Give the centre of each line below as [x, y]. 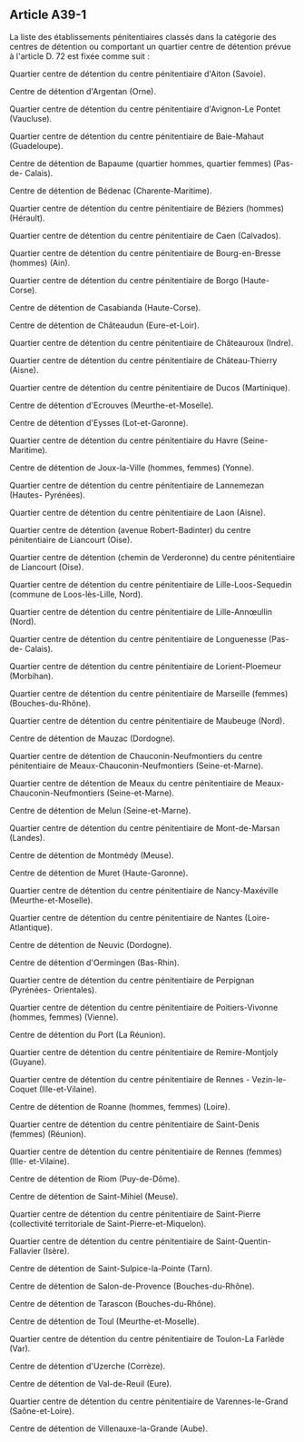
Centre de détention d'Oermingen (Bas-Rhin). [94, 963]
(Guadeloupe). [36, 145]
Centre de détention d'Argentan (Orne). [83, 91]
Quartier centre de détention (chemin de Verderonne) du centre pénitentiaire [152, 557]
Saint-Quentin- [244, 1241]
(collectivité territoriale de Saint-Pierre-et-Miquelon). [108, 1223]
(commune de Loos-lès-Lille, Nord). [76, 594]
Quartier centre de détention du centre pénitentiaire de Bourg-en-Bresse [145, 252]
